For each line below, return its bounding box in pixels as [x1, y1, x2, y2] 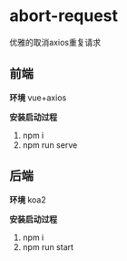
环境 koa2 [9, 193, 47, 205]
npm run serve [22, 139, 78, 151]
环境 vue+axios [9, 92, 67, 103]
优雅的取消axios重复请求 [9, 37, 102, 47]
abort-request [9, 5, 119, 26]
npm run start [22, 241, 74, 252]
